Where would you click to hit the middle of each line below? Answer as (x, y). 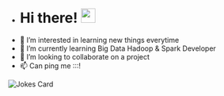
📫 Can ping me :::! (50, 65)
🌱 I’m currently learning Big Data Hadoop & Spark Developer (118, 48)
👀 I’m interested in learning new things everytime (99, 40)
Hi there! (49, 18)
